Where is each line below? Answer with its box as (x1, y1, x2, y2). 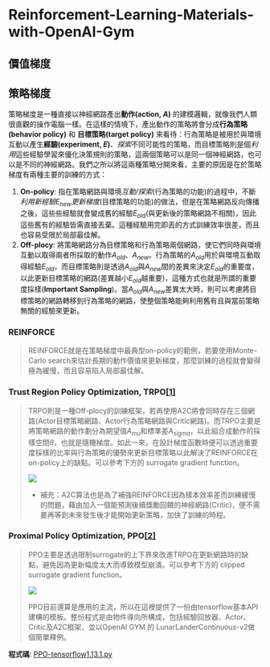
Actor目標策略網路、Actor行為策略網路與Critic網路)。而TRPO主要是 (37, 416, 261, 426)
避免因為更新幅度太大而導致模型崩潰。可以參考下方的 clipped (42, 559, 245, 569)
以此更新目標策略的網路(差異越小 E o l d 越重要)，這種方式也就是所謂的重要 (19, 273, 257, 285)
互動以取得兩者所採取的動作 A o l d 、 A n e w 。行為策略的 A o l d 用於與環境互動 (19, 249, 254, 261)
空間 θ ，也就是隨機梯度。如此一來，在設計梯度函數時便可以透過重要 (35, 437, 259, 447)
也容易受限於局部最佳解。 (19, 229, 105, 239)
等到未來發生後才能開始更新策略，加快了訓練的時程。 (54, 509, 231, 520)
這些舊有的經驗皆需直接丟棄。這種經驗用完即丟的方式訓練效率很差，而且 (19, 220, 260, 229)
